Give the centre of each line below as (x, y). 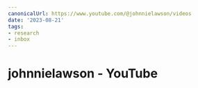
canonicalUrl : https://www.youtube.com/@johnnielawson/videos (100, 14)
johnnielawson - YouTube (83, 74)
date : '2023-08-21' (36, 20)
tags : (16, 26)
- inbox (19, 39)
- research (24, 33)
